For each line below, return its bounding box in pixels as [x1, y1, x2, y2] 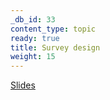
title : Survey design [10, 42, 101, 53]
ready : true [10, 33, 60, 43]
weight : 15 [10, 52, 56, 62]
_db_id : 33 [10, 14, 56, 25]
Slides [10, 79, 36, 91]
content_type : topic [10, 24, 97, 34]
